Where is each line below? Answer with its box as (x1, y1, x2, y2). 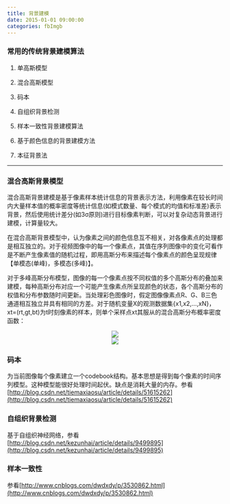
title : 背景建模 (7, 10, 49, 17)
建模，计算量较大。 (7, 219, 62, 227)
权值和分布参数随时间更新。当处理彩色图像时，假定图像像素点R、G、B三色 (7, 291, 218, 299)
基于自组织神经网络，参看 (7, 431, 79, 439)
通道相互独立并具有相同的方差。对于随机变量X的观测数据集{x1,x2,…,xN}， (7, 299, 216, 307)
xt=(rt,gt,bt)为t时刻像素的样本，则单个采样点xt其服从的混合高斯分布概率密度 (7, 308, 221, 316)
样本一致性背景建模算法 (16, 121, 84, 130)
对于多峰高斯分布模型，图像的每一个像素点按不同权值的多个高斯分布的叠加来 (7, 274, 223, 282)
